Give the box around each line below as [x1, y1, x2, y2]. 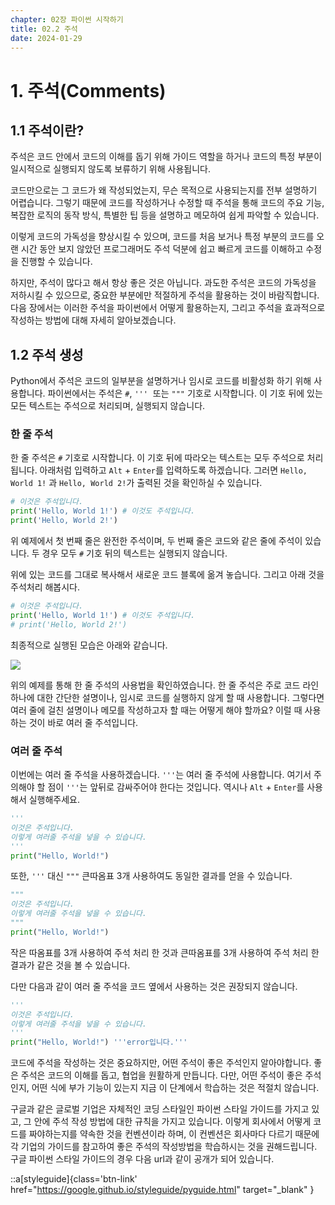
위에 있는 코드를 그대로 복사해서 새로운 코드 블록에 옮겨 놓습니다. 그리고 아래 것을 [10, 569, 325, 581]
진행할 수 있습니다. [20, 256, 93, 268]
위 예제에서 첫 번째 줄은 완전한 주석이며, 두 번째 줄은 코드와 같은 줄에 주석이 [10, 535, 303, 547]
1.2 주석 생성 [10, 346, 84, 363]
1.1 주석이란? [10, 122, 85, 139]
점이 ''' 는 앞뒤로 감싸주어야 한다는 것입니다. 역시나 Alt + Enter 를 [47, 781, 305, 793]
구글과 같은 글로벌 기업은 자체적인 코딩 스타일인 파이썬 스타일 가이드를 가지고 [10, 1103, 310, 1115]
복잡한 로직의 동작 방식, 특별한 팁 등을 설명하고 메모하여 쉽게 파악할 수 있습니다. [10, 209, 320, 221]
